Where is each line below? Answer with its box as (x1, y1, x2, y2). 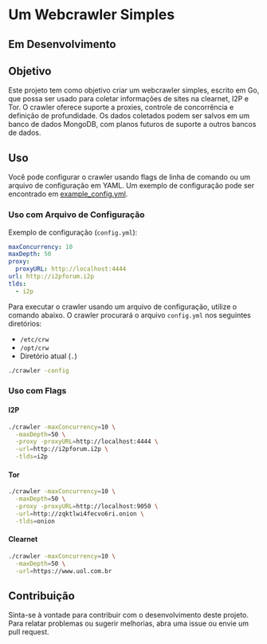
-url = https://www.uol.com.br (15, 567, 112, 575)
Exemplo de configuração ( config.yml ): (8, 227, 138, 237)
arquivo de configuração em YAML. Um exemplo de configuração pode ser (8, 181, 255, 191)
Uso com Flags (8, 385, 67, 397)
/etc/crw (19, 335, 49, 344)
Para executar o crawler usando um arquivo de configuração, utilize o (8, 302, 238, 311)
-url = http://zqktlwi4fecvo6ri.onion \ (15, 509, 145, 518)
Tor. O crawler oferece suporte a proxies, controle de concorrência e (8, 102, 234, 113)
